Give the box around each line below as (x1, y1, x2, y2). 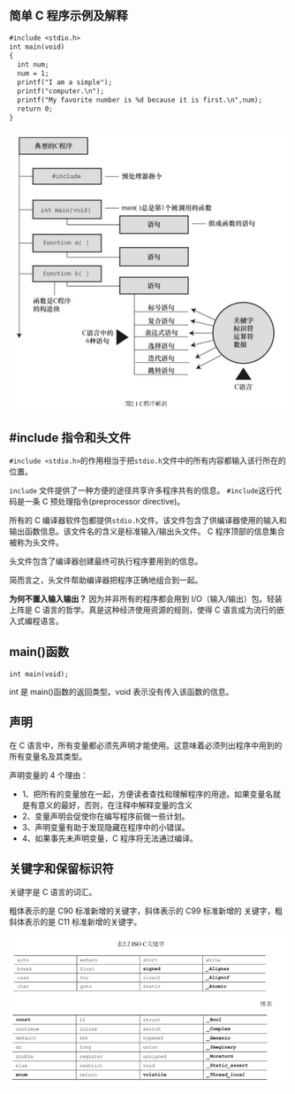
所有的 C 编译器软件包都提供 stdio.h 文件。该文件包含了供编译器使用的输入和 (9, 515, 287, 526)
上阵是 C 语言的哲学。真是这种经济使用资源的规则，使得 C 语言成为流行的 (9, 605, 277, 615)
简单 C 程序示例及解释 (9, 8, 128, 24)
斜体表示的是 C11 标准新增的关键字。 (9, 916, 142, 927)
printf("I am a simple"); (17, 78, 113, 87)
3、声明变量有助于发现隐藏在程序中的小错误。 (21, 821, 190, 832)
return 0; (17, 104, 53, 113)
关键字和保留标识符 (9, 861, 114, 876)
